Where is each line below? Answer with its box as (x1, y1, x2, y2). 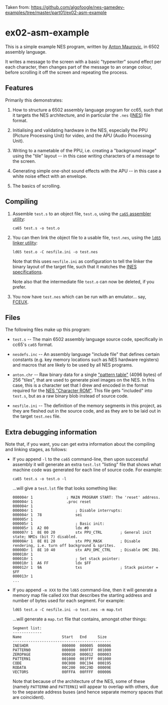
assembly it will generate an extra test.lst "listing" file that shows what (12, 462, 161, 468)
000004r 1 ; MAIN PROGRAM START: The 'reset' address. (12, 495, 161, 500)
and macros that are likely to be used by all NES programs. (12, 362, 133, 368)
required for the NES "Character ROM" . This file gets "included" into (12, 388, 152, 394)
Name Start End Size (12, 634, 107, 640)
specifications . (12, 269, 43, 275)
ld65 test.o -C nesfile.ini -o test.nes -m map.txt (12, 607, 122, 612)
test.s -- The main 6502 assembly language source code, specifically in (12, 336, 163, 342)
